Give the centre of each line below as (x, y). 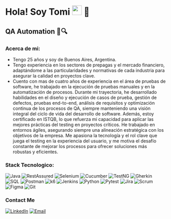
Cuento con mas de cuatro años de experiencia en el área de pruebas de (89, 81)
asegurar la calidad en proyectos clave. (54, 76)
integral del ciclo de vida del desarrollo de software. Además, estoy (83, 114)
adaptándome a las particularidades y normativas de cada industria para (89, 70)
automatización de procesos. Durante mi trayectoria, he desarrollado (84, 92)
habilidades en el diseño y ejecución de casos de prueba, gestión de (84, 98)
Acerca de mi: (23, 48)
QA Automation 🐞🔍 (36, 31)
